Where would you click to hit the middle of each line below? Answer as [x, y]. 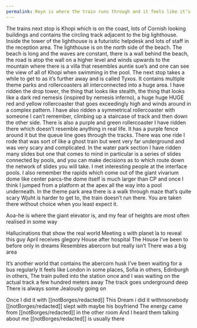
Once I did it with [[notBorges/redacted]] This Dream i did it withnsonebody [97, 300]
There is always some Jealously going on [56, 288]
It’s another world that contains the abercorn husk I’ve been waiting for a [94, 263]
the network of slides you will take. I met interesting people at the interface [96, 166]
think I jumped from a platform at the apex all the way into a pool [84, 185]
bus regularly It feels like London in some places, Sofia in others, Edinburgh [98, 270]
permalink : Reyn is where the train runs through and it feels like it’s [98, 12]
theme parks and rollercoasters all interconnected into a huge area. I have [96, 85]
